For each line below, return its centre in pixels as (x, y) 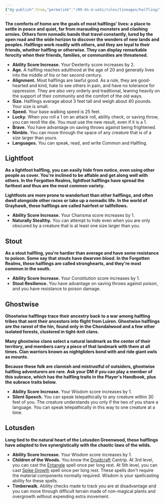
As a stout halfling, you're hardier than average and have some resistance (82, 253)
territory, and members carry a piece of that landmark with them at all (78, 347)
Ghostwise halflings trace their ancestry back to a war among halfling (78, 316)
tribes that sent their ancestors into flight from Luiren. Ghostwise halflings (82, 321)
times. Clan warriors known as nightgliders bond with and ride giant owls (81, 352)
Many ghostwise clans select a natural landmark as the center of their (78, 341)
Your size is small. (30, 106)
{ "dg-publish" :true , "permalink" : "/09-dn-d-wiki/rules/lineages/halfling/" (83, 10)
